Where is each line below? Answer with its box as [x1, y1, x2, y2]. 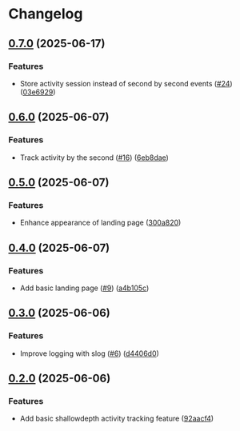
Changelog [8, 5, 83, 23]
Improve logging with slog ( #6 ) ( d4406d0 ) [19, 349, 160, 358]
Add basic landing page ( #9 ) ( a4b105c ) [19, 283, 150, 293]
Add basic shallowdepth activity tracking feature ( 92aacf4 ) [19, 413, 214, 424]
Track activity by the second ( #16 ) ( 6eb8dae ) [19, 153, 170, 162]
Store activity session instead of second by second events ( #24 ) [19, 78, 234, 88]
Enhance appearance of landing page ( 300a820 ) [19, 217, 182, 228]
